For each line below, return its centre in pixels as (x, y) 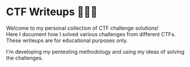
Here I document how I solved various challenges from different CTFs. (91, 34)
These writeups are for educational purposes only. (67, 40)
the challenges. (25, 58)
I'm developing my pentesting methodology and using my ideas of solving (95, 51)
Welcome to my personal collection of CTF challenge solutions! (82, 28)
